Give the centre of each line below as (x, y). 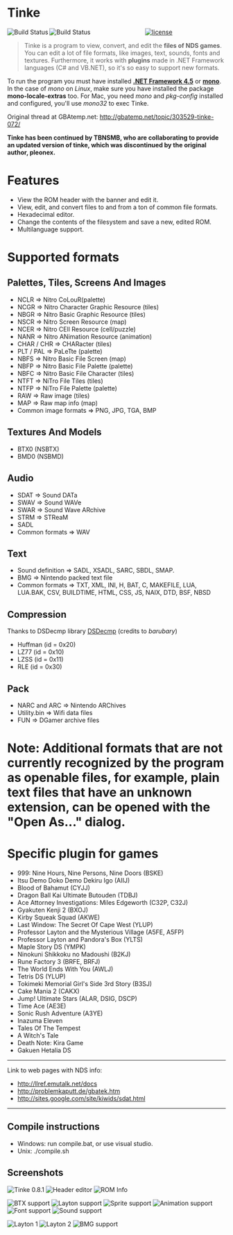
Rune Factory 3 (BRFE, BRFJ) (59, 962)
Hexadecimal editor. (46, 214)
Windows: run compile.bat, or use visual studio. (85, 1143)
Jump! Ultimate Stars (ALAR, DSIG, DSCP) (77, 999)
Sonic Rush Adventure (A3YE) (60, 1013)
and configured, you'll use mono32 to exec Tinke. (78, 103)
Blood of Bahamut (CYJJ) (53, 888)
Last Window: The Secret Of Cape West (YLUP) (85, 925)
